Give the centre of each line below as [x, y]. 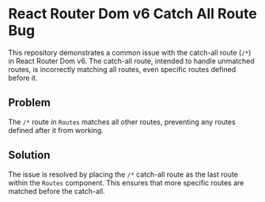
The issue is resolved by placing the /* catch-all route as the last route [123, 174]
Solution [29, 155]
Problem [30, 103]
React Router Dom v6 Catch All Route [132, 14]
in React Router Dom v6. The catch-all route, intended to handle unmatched [131, 61]
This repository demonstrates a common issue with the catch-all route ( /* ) [130, 52]
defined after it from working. [56, 130]
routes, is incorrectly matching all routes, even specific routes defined [122, 69]
